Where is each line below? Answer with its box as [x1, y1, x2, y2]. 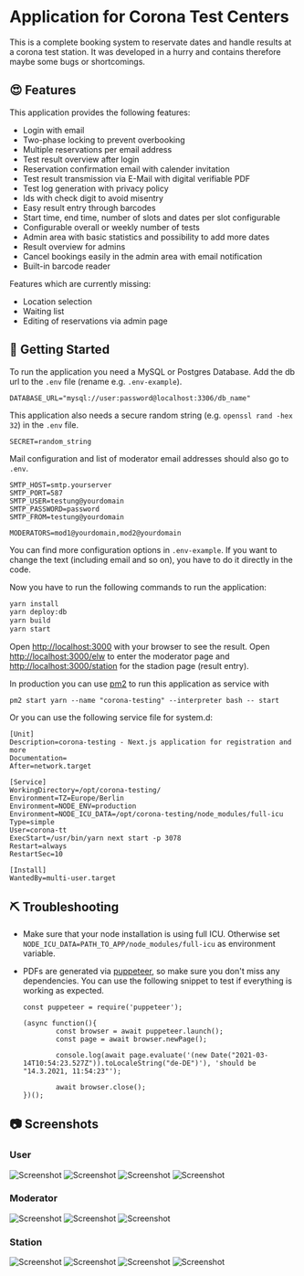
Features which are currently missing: [9, 278, 152, 289]
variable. [22, 948, 57, 959]
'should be [215, 1058, 257, 1068]
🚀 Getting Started [9, 342, 110, 357]
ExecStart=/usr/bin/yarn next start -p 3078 [9, 834, 182, 843]
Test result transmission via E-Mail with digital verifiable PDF [22, 173, 251, 184]
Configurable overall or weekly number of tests [22, 221, 201, 232]
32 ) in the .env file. [9, 419, 79, 431]
